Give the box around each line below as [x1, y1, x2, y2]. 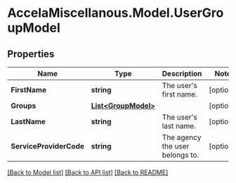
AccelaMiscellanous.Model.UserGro [7, 5, 224, 21]
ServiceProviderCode [11, 141, 84, 151]
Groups [11, 101, 37, 111]
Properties [7, 48, 55, 60]
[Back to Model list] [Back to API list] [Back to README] [7, 168, 169, 177]
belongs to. [162, 150, 199, 160]
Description [162, 69, 202, 78]
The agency [162, 132, 202, 142]
